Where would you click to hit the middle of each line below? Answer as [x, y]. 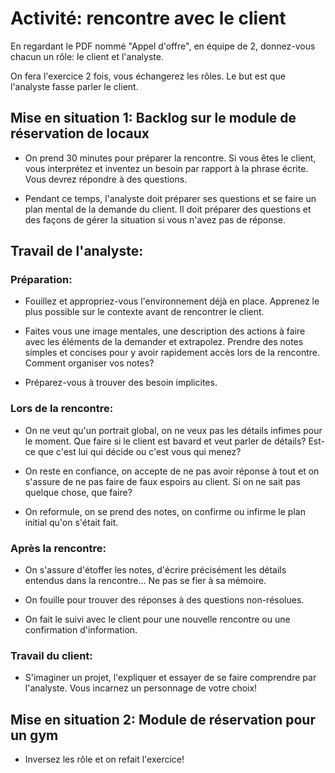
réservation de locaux [80, 133]
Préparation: [41, 280]
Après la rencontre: [58, 548]
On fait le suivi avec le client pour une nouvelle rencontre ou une [157, 619]
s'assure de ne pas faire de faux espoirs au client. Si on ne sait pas [162, 481]
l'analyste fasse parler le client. [74, 86]
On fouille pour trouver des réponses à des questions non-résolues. [164, 600]
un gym [34, 735]
